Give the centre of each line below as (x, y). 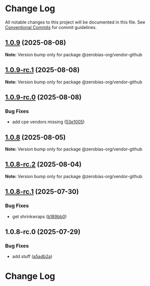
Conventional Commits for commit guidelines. (51, 27)
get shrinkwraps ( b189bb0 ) (39, 216)
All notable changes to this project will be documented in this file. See (75, 22)
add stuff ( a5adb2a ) (32, 257)
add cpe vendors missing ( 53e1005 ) (48, 122)
